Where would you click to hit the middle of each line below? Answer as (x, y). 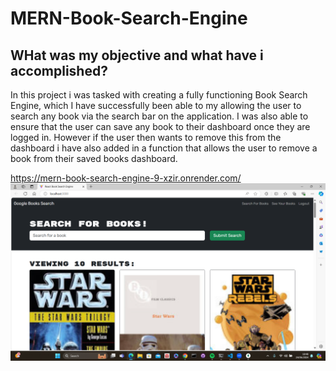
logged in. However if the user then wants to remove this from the (146, 137)
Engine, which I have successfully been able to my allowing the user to (156, 105)
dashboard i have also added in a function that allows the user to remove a (164, 148)
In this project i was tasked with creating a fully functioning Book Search (159, 95)
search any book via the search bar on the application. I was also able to (159, 116)
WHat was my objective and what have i (137, 55)
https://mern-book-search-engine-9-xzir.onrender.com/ (126, 178)
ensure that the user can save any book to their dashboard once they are (160, 126)
